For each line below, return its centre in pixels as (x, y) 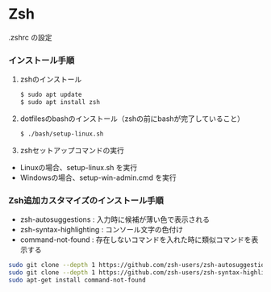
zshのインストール (51, 79)
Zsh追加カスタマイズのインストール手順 (86, 200)
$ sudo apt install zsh (60, 102)
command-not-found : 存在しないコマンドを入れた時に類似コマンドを (135, 240)
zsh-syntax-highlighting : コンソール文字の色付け (102, 230)
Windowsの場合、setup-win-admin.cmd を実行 (98, 177)
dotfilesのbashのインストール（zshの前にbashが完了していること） (132, 119)
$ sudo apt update (51, 95)
